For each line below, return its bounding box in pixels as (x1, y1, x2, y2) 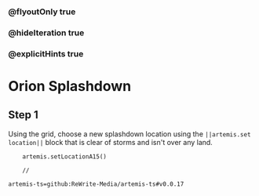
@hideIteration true (8, 27, 85, 38)
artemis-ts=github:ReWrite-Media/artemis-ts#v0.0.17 (8, 180, 184, 188)
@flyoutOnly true (8, 6, 76, 17)
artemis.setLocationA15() (22, 152, 108, 161)
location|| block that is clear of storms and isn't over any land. (8, 137, 213, 147)
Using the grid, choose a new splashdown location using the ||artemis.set (8, 129, 251, 139)
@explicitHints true (8, 48, 84, 59)
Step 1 (8, 108, 39, 122)
